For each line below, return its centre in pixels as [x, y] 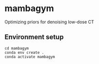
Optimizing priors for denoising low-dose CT [49, 22]
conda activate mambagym [30, 57]
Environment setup [34, 37]
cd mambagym [17, 48]
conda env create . [24, 52]
